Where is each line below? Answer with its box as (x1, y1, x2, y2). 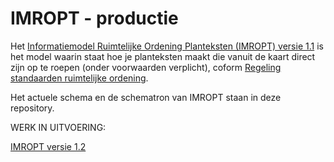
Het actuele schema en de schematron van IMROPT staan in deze (10, 91, 282, 103)
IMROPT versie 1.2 (10, 140, 87, 152)
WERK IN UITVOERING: (10, 121, 107, 133)
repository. (10, 102, 55, 114)
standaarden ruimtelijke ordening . (10, 72, 149, 84)
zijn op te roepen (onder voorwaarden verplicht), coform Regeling (10, 61, 282, 73)
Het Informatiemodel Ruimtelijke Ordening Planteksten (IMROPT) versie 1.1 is (10, 40, 324, 52)
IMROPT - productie (10, 7, 179, 30)
